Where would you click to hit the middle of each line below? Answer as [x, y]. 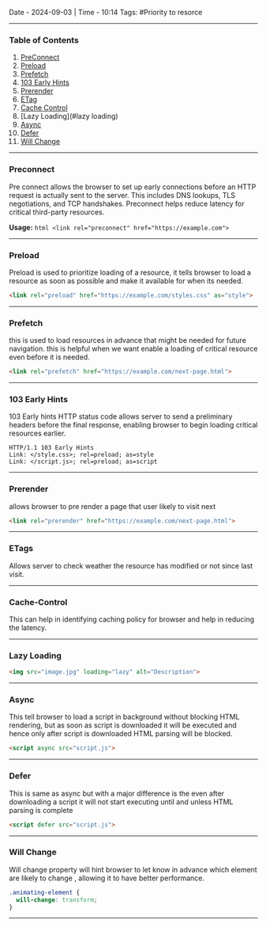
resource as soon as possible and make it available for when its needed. [126, 280]
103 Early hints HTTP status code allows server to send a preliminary [121, 416]
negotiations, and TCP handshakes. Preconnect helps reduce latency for [127, 203]
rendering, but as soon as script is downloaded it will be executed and [123, 725]
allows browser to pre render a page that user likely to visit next [112, 506]
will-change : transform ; [57, 900]
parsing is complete [41, 810]
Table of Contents [44, 40]
